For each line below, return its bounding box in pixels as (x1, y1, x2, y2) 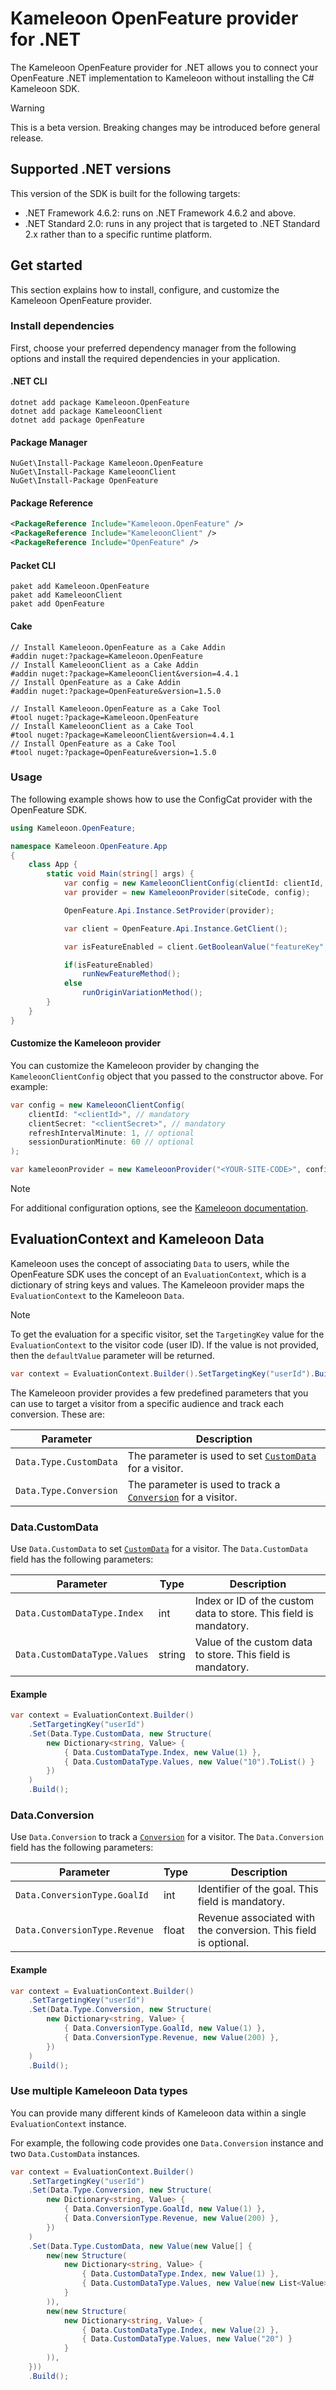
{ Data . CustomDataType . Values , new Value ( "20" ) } (81, 2334, 293, 2344)
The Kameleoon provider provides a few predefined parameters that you (10, 1387, 309, 1399)
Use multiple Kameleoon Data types (10, 2084, 188, 2098)
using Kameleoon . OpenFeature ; (10, 823, 137, 833)
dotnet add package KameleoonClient (10, 407, 163, 417)
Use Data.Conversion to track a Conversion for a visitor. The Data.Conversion (10, 1831, 324, 1843)
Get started (10, 257, 83, 274)
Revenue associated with (197, 1911, 316, 1925)
